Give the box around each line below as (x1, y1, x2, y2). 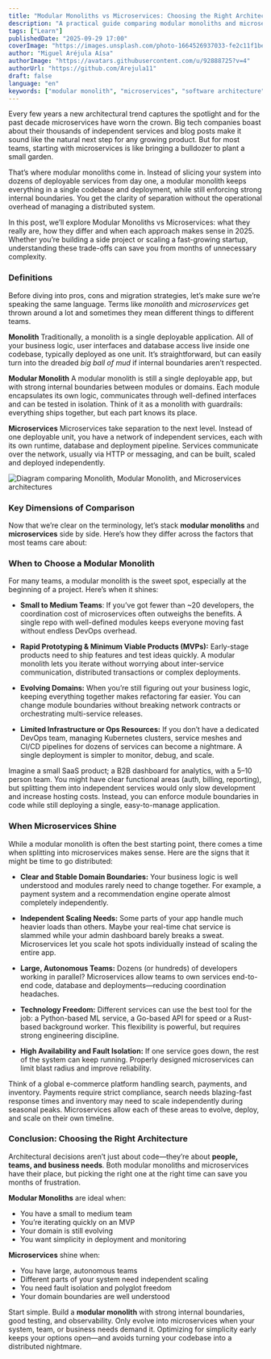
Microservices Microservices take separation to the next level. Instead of (8, 423, 252, 433)
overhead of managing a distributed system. (8, 202, 156, 212)
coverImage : (8, 42, 48, 50)
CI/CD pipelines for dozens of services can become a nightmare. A (19, 742, 243, 751)
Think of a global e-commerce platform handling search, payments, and (8, 1079, 248, 1088)
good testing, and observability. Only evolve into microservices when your (8, 1315, 256, 1325)
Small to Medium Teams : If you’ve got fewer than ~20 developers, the (19, 600, 254, 610)
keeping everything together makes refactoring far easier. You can (19, 692, 241, 701)
